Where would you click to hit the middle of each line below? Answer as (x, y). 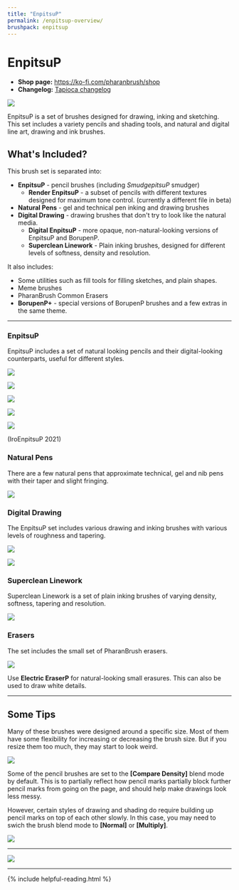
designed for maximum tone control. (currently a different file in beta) (130, 200)
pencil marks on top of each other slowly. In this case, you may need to (112, 817)
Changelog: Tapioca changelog (64, 90)
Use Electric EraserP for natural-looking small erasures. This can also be (115, 678)
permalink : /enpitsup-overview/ (55, 21)
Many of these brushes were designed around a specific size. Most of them (118, 731)
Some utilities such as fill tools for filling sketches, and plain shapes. (117, 281)
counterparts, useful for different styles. (66, 359)
